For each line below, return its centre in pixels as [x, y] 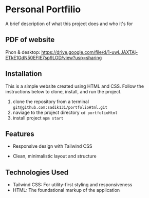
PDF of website [30, 40]
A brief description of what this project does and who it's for [69, 24]
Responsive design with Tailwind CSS [52, 146]
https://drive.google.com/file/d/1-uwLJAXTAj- [89, 52]
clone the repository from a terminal [51, 102]
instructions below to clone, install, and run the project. [63, 91]
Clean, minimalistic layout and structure [54, 156]
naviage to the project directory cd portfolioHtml [65, 112]
